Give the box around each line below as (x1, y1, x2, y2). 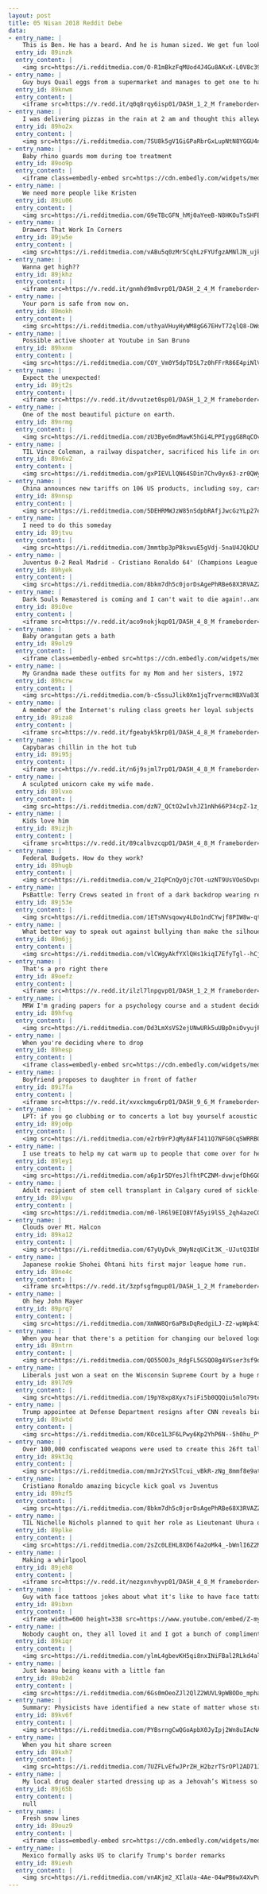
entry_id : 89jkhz (15, 270, 73, 278)
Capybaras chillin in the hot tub (22, 743, 137, 751)
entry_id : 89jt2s (15, 381, 73, 389)
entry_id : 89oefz (15, 972, 73, 980)
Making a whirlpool (22, 1555, 87, 1564)
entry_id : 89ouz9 (15, 1822, 73, 1830)
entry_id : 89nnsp (15, 492, 73, 500)
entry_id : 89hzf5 (15, 1489, 73, 1497)
